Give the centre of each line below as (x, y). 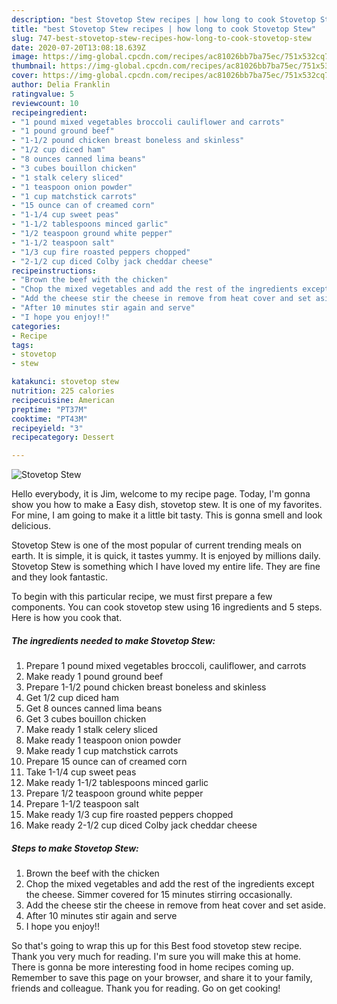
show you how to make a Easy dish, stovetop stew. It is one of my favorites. (167, 505)
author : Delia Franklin (61, 85)
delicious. (31, 526)
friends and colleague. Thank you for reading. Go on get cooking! (146, 988)
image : (25, 57)
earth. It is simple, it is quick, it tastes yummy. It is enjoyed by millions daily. (166, 556)
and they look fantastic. (59, 577)
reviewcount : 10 (45, 103)
